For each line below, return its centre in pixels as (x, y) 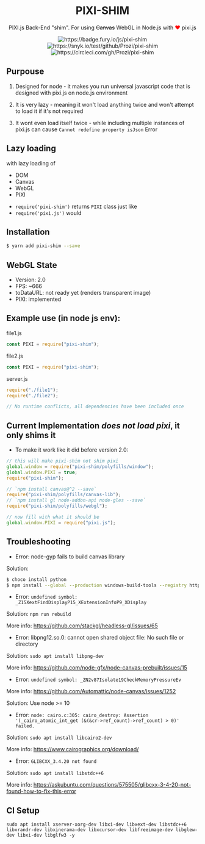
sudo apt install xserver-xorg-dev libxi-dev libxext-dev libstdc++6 (97, 824)
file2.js (15, 356)
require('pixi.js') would (48, 213)
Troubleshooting (39, 542)
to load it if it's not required (49, 111)
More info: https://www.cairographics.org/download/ (73, 749)
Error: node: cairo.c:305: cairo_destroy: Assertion (82, 715)
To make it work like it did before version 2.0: (72, 450)
